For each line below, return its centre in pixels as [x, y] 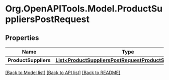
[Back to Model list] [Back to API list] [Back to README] [63, 72]
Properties [22, 38]
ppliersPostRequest [47, 19]
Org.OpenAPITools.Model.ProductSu [84, 9]
